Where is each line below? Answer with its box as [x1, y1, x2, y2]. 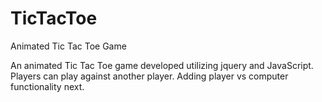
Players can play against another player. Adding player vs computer [10, 70, 289, 82]
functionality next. [10, 80, 85, 92]
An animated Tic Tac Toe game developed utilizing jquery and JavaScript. [10, 59, 314, 71]
